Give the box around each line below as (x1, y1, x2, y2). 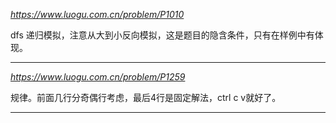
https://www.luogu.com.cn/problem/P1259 (10, 71, 186, 83)
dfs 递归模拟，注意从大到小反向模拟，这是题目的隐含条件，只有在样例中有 (10, 29, 315, 41)
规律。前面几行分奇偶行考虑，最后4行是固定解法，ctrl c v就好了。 (10, 92, 282, 103)
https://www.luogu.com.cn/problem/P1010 (10, 9, 185, 20)
